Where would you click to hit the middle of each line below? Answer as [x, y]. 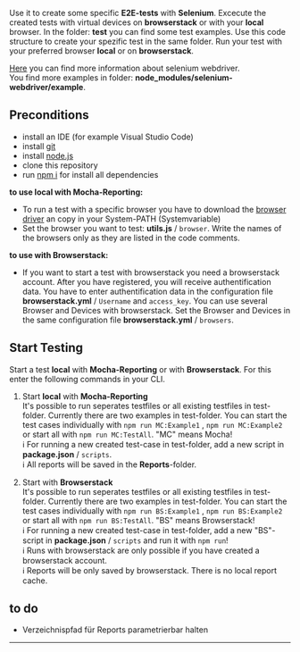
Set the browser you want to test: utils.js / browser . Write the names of [152, 228]
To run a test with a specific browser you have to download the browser [154, 209]
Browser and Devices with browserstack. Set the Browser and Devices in [156, 310]
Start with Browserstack [67, 482]
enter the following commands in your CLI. [87, 379]
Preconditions [49, 115]
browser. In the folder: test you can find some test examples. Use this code [147, 32]
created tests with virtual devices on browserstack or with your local [137, 22]
